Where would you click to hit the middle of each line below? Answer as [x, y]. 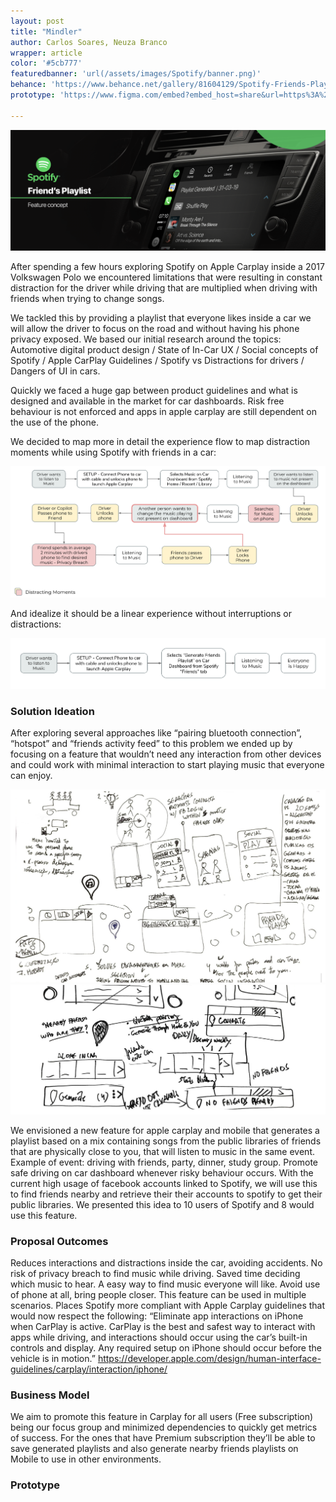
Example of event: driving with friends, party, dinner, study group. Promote [164, 1162]
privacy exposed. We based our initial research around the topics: [146, 339]
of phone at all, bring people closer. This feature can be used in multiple [158, 1295]
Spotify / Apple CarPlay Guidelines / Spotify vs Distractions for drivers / [157, 360]
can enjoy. [31, 776]
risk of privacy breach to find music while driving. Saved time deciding [155, 1274]
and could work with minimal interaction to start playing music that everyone [167, 765]
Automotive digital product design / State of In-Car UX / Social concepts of [164, 349]
